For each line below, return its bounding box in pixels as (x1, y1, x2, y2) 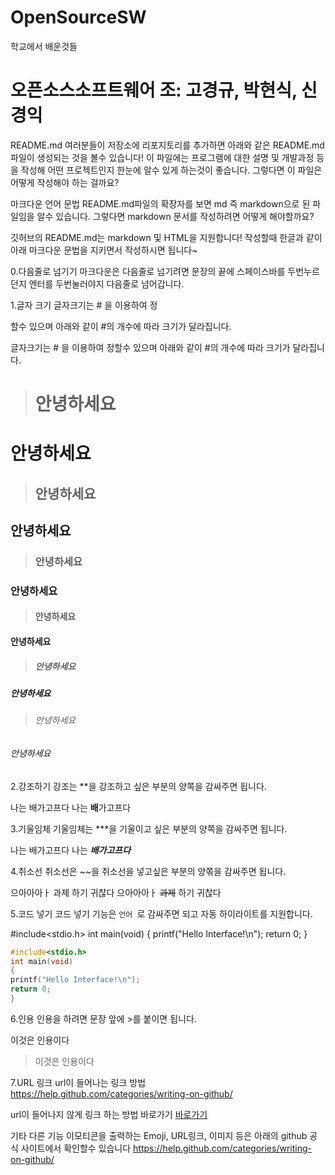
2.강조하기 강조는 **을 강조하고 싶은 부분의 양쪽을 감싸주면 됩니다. (10, 780, 267, 792)
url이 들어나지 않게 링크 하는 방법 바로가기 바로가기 (10, 1108, 208, 1120)
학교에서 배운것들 (10, 40, 78, 52)
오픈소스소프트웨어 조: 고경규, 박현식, (10, 79, 298, 102)
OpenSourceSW (10, 6, 147, 29)
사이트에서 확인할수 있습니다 (20, 1142, 132, 1154)
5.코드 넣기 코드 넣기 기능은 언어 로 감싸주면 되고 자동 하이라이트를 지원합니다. (10, 907, 313, 920)
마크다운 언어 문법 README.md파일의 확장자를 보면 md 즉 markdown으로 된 (10, 197, 311, 210)
